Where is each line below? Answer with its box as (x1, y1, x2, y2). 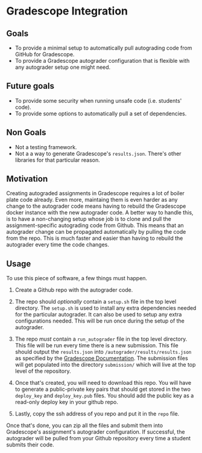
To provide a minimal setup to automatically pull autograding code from (14, 44, 192, 51)
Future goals (6, 81, 54, 91)
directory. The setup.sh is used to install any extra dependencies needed (14, 304, 197, 312)
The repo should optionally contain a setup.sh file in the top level (14, 298, 177, 306)
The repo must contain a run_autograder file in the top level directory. (14, 335, 188, 342)
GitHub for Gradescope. (14, 51, 75, 58)
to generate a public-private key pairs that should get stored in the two (14, 385, 191, 393)
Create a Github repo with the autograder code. (14, 286, 133, 294)
